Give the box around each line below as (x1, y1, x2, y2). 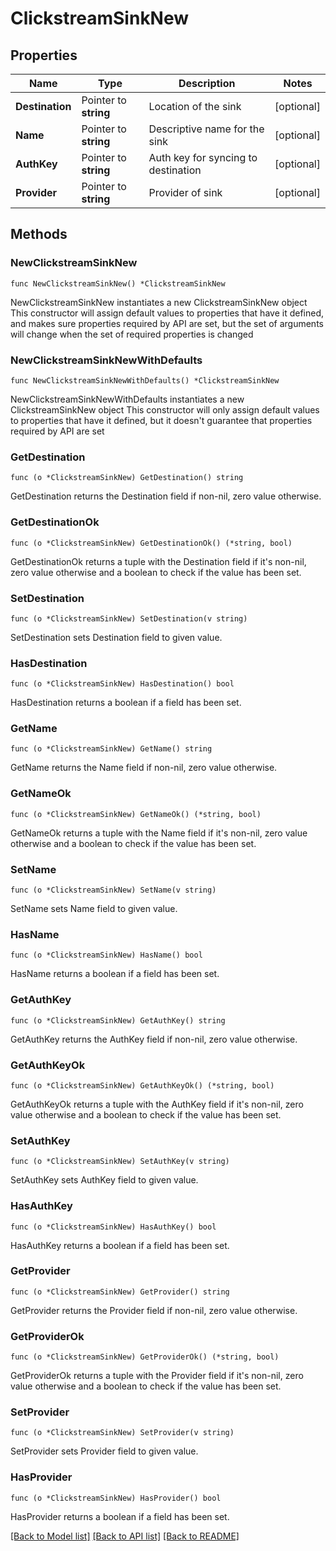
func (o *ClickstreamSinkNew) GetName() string (10, 744, 213, 754)
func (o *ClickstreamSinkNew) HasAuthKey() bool (10, 1222, 217, 1232)
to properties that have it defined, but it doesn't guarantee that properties (10, 414, 313, 426)
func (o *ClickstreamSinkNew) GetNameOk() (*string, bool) (10, 809, 262, 819)
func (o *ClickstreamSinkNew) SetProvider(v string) (10, 1428, 235, 1438)
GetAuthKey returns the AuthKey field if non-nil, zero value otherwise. (10, 1033, 298, 1045)
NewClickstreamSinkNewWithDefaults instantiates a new (10, 393, 245, 405)
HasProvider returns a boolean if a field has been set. (10, 1510, 230, 1522)
